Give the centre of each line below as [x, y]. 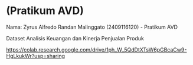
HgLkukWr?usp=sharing [35, 56]
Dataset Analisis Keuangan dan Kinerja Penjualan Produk [75, 38]
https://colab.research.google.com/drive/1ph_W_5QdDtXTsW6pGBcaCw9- [97, 49]
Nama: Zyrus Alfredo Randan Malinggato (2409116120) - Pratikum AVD [92, 27]
